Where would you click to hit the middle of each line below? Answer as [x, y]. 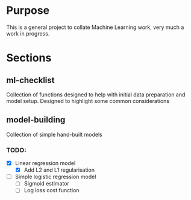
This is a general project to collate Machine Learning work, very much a [95, 27]
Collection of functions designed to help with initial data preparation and [96, 95]
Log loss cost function [52, 190]
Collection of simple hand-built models [54, 134]
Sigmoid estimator [46, 184]
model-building [36, 120]
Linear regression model [45, 163]
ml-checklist [30, 80]
